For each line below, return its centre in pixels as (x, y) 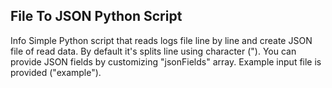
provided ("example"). (56, 72)
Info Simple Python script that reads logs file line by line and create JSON (161, 40)
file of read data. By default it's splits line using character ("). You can (153, 51)
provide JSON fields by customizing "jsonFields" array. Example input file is (166, 61)
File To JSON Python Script (96, 16)
